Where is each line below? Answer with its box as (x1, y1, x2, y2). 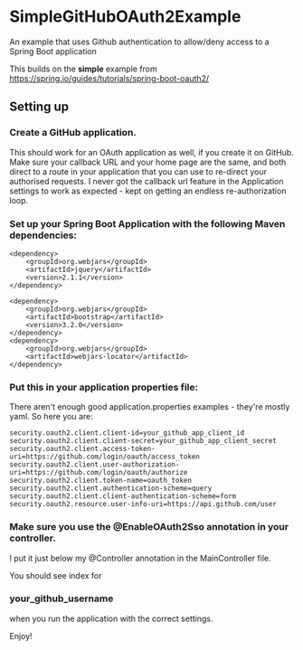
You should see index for (9, 570, 102, 580)
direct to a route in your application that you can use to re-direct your (9, 165, 267, 177)
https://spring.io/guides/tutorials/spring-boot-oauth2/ (9, 72, 210, 83)
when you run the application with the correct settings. (9, 613, 213, 624)
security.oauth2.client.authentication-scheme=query (9, 484, 213, 494)
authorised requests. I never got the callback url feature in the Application (9, 175, 284, 186)
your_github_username (9, 592, 114, 605)
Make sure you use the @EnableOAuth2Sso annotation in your (9, 521, 289, 533)
